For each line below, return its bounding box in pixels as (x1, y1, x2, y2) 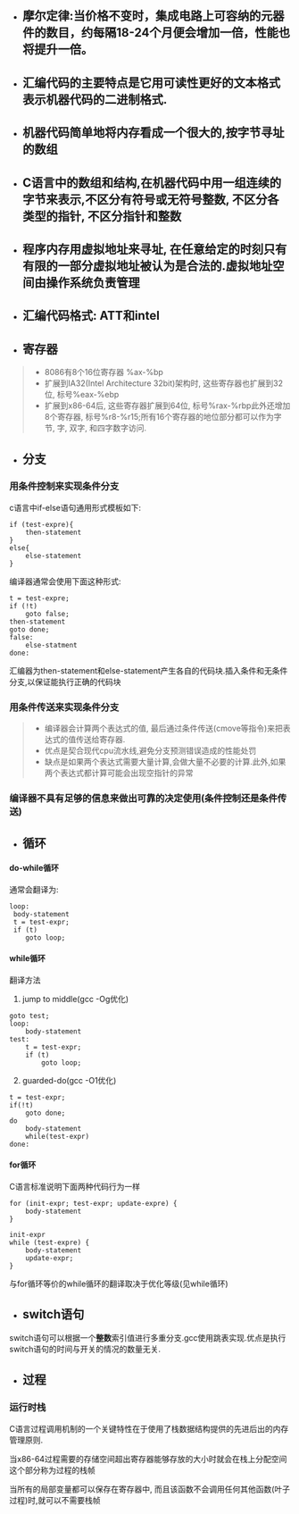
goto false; (25, 609, 70, 618)
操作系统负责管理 (46, 275, 140, 290)
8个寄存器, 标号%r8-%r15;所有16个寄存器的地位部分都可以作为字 (44, 412, 282, 422)
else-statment (25, 640, 78, 649)
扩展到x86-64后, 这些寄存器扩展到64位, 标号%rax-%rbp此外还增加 (44, 400, 291, 411)
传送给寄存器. (75, 734, 126, 745)
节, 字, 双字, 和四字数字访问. (44, 422, 147, 433)
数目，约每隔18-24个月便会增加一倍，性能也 (46, 25, 290, 40)
